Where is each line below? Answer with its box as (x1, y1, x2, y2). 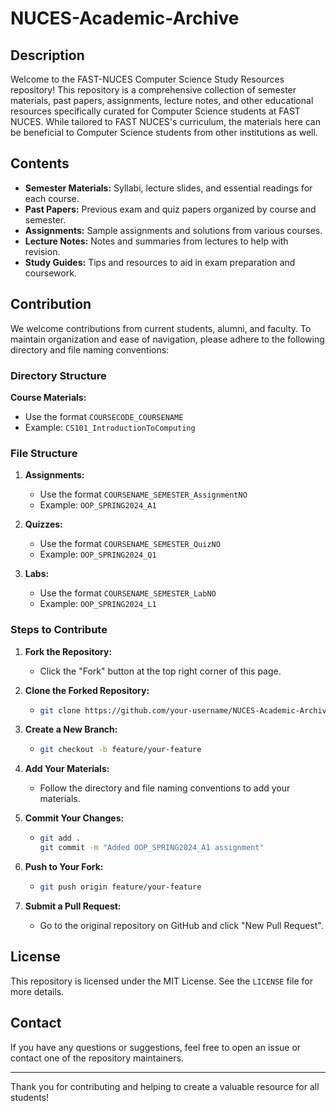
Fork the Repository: (24, 645, 113, 657)
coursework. (24, 267, 77, 279)
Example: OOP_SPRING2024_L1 (39, 598, 157, 610)
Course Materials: (10, 391, 87, 403)
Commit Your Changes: (24, 812, 125, 824)
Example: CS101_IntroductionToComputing (24, 421, 196, 433)
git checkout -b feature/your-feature (39, 745, 202, 755)
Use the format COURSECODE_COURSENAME (24, 410, 184, 422)
